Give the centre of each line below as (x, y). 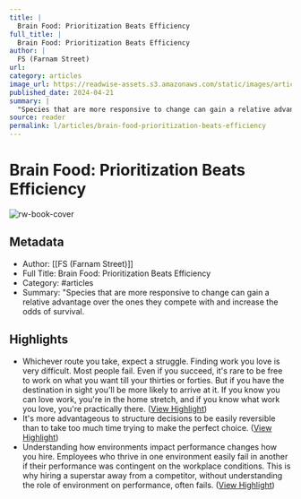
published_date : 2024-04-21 (62, 92)
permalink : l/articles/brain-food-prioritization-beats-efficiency (138, 126)
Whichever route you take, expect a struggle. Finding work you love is (151, 361)
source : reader (38, 117)
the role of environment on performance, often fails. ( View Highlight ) (148, 485)
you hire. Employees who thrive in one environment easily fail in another (155, 456)
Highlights (39, 340)
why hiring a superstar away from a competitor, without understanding (152, 475)
